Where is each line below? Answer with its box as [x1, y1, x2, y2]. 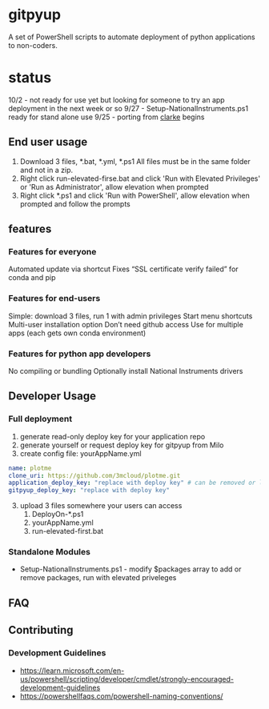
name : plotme [8, 464, 52, 472]
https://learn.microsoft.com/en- [19, 666, 125, 675]
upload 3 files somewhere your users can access [19, 501, 183, 511]
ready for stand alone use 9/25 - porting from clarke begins [8, 112, 205, 122]
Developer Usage [8, 390, 96, 403]
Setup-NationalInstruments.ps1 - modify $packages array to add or [19, 564, 242, 574]
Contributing [8, 623, 74, 637]
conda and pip [8, 273, 56, 282]
